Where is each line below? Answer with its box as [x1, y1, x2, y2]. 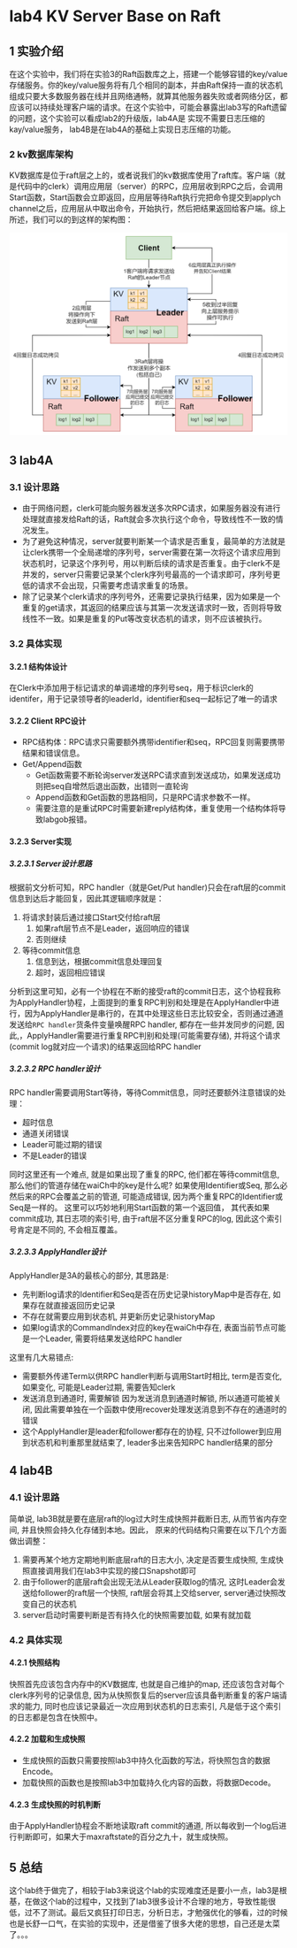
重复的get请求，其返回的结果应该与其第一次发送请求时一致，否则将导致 [21, 602, 283, 613]
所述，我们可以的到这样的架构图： [9, 214, 133, 225]
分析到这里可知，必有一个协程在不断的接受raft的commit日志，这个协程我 [9, 986, 274, 997]
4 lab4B [9, 1463, 53, 1478]
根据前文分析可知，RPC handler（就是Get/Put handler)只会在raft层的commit [9, 882, 286, 893]
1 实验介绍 [9, 43, 65, 58]
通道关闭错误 [21, 1128, 69, 1139]
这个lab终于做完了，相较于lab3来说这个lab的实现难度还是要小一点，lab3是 [9, 1885, 280, 1896]
